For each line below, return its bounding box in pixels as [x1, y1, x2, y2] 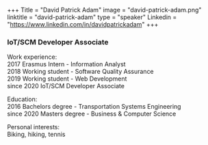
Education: [7, 95, 38, 103]
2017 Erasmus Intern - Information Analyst [7, 60, 126, 68]
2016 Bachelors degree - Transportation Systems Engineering [7, 103, 181, 111]
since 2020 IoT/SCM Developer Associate [7, 82, 125, 90]
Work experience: [7, 53, 57, 61]
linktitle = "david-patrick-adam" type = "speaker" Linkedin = [7, 13, 177, 21]
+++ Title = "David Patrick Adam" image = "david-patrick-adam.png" [7, 6, 202, 14]
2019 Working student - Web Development [7, 75, 127, 83]
